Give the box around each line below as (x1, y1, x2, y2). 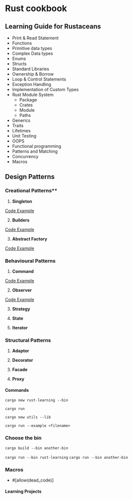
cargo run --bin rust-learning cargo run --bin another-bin (5, 455, 128, 460)
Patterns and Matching (12, 148, 58, 154)
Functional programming (12, 144, 62, 149)
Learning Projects (5, 488, 42, 494)
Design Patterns (5, 173, 55, 181)
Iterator (12, 324, 28, 330)
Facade (12, 367, 28, 372)
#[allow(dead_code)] (12, 477, 54, 483)
